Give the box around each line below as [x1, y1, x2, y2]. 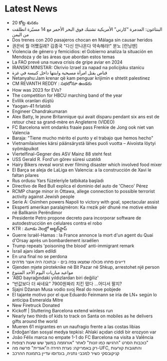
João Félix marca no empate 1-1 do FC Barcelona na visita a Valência [11, 334, 153, 340]
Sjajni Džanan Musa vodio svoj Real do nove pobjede [11, 286, 121, 292]
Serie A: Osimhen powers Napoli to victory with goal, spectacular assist [11, 199, 159, 205]
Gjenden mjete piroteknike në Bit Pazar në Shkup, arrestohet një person [11, 264, 159, 270]
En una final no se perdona [11, 253, 67, 259]
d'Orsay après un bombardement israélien [11, 237, 99, 243]
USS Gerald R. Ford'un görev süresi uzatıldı [11, 156, 101, 162]
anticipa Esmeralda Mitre [11, 297, 63, 303]
